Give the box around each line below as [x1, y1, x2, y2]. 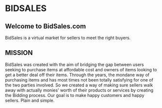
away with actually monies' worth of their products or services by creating [5, 87, 154, 93]
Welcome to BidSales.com [5, 22, 86, 30]
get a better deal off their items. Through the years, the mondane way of [5, 72, 149, 78]
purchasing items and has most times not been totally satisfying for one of [5, 77, 154, 82]
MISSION [5, 49, 33, 57]
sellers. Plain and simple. [5, 97, 55, 103]
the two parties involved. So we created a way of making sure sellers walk [5, 82, 153, 88]
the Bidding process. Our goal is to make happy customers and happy [5, 92, 145, 98]
